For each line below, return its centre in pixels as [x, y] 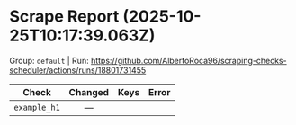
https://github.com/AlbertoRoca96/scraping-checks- [188, 60]
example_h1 [37, 107]
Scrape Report [64, 17]
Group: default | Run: [49, 60]
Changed [89, 92]
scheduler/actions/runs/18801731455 [78, 70]
